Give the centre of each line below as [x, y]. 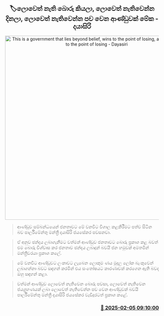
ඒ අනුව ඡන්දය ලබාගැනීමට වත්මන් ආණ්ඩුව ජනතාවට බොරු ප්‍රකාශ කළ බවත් [88, 242]
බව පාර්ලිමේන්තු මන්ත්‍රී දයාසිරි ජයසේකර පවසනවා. [64, 232]
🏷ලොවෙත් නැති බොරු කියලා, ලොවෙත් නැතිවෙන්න [82, 9]
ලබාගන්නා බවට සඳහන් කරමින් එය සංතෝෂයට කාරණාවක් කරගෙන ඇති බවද [88, 268]
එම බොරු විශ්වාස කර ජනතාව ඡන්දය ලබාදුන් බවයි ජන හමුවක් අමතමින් [83, 247]
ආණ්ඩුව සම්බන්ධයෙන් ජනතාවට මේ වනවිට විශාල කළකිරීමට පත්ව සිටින [84, 226]
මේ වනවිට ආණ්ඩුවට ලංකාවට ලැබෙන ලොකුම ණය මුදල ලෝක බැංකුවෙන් [85, 263]
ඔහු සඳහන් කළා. [32, 274]
